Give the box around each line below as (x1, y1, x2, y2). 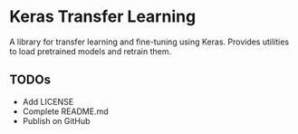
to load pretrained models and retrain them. (9, 45, 172, 56)
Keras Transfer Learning (9, 6, 197, 27)
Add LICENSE (22, 96, 74, 107)
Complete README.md (22, 106, 109, 117)
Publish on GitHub (22, 115, 91, 126)
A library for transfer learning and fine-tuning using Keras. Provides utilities (9, 36, 290, 47)
